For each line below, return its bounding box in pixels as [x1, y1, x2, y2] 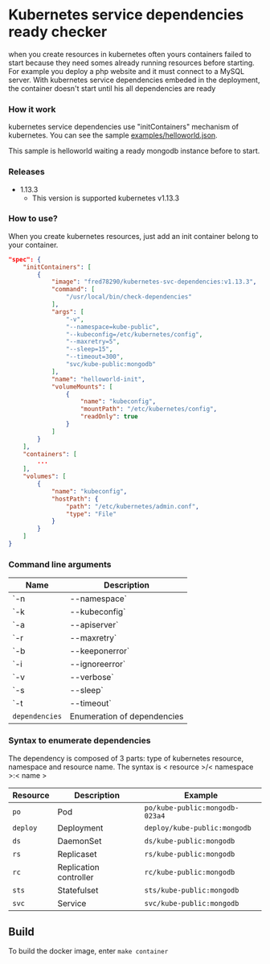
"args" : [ [51, 307, 84, 315]
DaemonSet [57, 835, 102, 847]
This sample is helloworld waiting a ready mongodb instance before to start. [8, 146, 260, 156]
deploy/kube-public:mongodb [144, 823, 252, 832]
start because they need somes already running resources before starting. [8, 58, 255, 68]
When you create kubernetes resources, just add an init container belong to [8, 231, 259, 241]
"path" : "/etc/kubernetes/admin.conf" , [65, 502, 199, 510]
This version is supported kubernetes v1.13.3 [31, 193, 179, 203]
